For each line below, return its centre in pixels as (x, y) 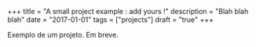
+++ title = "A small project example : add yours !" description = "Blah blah (128, 11)
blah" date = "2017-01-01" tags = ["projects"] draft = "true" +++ (110, 20)
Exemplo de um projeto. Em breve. (63, 35)
